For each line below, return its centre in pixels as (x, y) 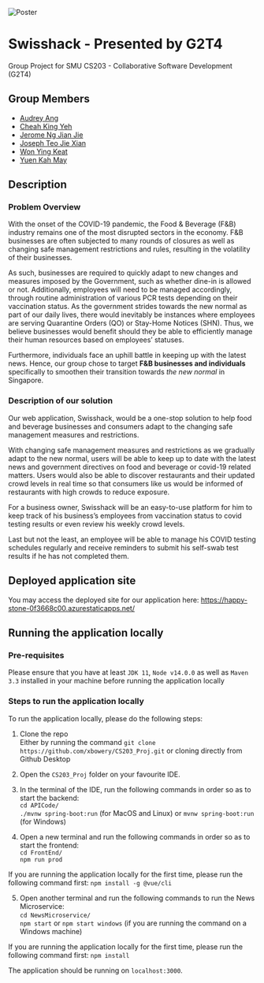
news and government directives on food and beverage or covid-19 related (130, 467)
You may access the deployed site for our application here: (104, 600)
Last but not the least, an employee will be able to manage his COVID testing (132, 539)
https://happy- (224, 600)
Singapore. (26, 380)
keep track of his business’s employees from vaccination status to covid (125, 516)
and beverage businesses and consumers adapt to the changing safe (121, 426)
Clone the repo (44, 734)
